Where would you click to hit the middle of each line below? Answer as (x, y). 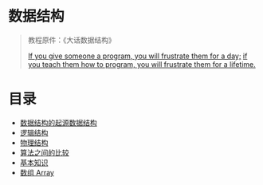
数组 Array (37, 172)
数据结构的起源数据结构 (58, 122)
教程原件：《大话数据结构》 (71, 40)
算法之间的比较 (44, 152)
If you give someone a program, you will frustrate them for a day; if (137, 56)
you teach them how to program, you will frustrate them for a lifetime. (142, 64)
